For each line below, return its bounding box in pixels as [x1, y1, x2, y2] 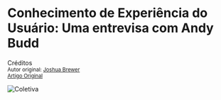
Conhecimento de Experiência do [7, 5, 208, 21]
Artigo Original [7, 72, 43, 79]
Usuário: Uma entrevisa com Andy [7, 20, 215, 36]
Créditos [7, 58, 33, 67]
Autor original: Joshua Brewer [7, 66, 80, 73]
